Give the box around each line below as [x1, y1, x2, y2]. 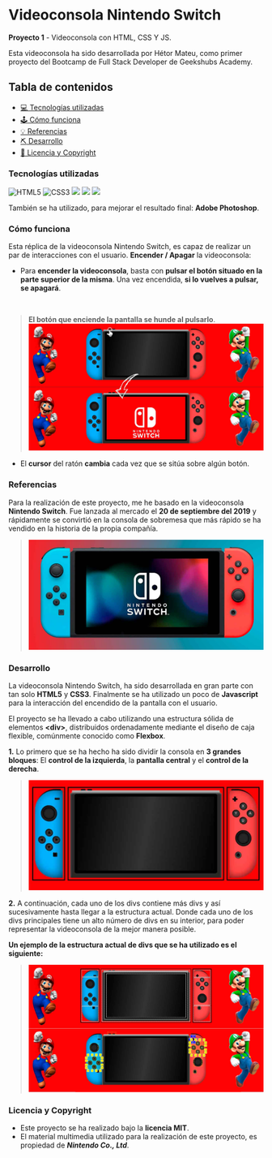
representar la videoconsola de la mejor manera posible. [8, 924, 197, 934]
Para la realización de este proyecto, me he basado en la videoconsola [8, 497, 244, 507]
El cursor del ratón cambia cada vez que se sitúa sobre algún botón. [19, 458, 249, 468]
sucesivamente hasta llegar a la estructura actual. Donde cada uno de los [8, 907, 253, 917]
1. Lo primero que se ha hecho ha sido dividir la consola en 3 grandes [8, 747, 241, 756]
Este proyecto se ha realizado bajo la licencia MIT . [19, 1123, 189, 1133]
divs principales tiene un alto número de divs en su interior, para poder [8, 915, 244, 926]
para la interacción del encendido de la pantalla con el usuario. [8, 698, 218, 708]
